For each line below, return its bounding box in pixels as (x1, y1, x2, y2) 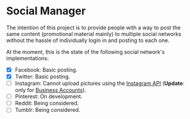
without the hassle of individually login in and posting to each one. (6, 36, 170, 44)
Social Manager (6, 4, 86, 18)
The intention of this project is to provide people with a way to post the (6, 24, 181, 31)
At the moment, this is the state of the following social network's (6, 48, 165, 55)
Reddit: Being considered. (14, 100, 79, 107)
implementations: (6, 54, 49, 62)
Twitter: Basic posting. (14, 73, 71, 80)
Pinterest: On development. (14, 93, 83, 100)
